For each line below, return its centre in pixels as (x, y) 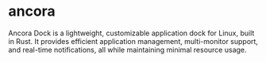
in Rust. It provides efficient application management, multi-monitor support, (133, 41)
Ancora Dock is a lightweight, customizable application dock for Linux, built (131, 33)
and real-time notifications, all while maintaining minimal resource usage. (128, 49)
